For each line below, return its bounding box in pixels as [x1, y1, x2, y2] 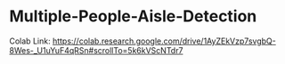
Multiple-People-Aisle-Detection [9, 6, 257, 27]
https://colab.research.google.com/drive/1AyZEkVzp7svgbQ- [52, 36, 276, 46]
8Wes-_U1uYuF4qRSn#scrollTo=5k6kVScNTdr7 [9, 44, 183, 55]
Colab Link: [9, 36, 51, 46]
